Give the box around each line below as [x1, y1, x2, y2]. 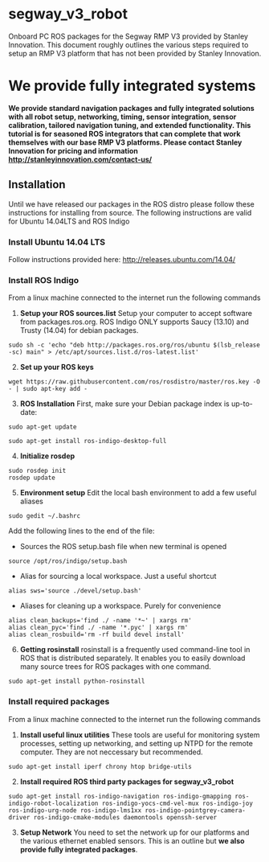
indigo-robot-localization [8, 799, 99, 807]
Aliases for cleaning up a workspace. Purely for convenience [19, 601, 222, 611]
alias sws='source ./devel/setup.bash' [8, 587, 142, 595]
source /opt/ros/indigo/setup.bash [8, 557, 128, 565]
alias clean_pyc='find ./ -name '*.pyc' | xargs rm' [8, 624, 189, 632]
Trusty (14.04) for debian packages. [19, 326, 139, 335]
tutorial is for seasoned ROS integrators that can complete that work [8, 129, 241, 138]
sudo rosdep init [8, 467, 67, 475]
